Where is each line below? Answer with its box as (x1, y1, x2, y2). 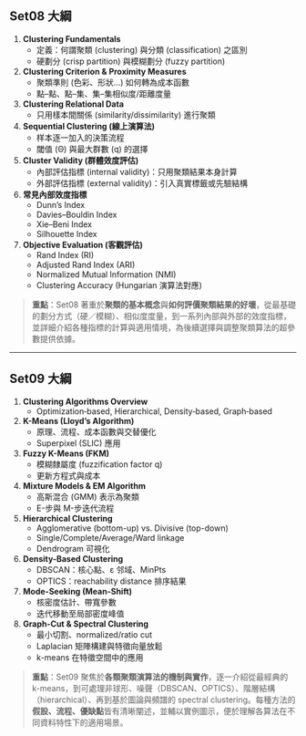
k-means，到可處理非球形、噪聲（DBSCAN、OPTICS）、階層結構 (31, 682, 276, 693)
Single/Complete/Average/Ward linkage (36, 532, 185, 543)
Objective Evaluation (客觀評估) (22, 239, 144, 250)
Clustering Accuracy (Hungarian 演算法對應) (36, 279, 203, 290)
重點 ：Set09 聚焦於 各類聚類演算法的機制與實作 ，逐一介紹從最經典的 (31, 671, 289, 682)
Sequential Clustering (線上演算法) (22, 120, 156, 131)
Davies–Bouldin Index (36, 209, 117, 220)
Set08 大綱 (9, 8, 72, 25)
